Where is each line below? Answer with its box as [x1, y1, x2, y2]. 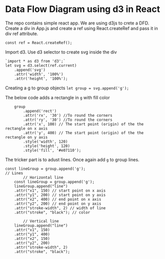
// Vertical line [23, 219, 59, 224]
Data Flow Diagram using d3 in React [5, 3, 161, 15]
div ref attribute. [5, 30, 38, 36]
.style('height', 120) [23, 143, 70, 148]
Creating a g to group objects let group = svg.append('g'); [5, 85, 129, 91]
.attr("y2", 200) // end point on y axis [14, 201, 101, 206]
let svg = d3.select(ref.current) [5, 63, 77, 68]
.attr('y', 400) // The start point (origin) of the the [23, 130, 144, 135]
